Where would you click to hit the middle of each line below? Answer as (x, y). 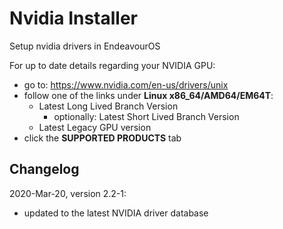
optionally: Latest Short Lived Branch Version (146, 116)
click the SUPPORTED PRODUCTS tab (102, 138)
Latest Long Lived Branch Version (108, 106)
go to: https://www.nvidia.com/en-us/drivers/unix (126, 84)
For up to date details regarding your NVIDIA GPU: (112, 65)
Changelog (44, 169)
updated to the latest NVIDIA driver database (116, 213)
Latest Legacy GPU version (95, 127)
